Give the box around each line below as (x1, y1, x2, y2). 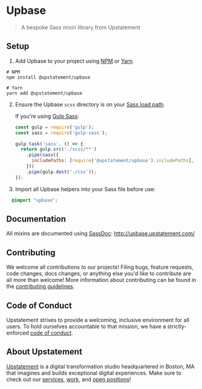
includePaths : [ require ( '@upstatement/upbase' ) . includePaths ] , (31, 158, 195, 164)
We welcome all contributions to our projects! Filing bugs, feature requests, (6, 264, 194, 271)
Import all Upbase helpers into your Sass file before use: (15, 185, 156, 192)
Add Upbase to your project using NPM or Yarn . (15, 57, 134, 64)
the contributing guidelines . (6, 283, 75, 290)
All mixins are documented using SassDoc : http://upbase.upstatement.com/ (6, 230, 195, 237)
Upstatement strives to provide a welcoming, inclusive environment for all (6, 316, 189, 324)
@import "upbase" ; (11, 197, 59, 203)
